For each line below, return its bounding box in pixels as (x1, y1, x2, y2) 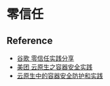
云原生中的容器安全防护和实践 (16, 71, 103, 80)
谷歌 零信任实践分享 (16, 54, 74, 62)
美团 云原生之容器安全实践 (16, 63, 92, 71)
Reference (6, 34, 53, 46)
